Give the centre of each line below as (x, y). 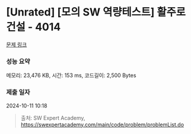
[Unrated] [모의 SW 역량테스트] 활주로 (96, 12)
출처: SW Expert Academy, (53, 118)
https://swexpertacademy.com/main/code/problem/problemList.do (102, 125)
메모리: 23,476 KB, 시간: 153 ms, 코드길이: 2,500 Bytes (71, 75)
